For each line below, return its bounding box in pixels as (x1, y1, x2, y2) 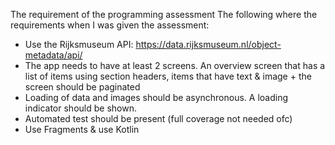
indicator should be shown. (24, 102, 137, 114)
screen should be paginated (24, 81, 141, 93)
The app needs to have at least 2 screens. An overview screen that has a (24, 60, 326, 71)
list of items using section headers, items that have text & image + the (24, 70, 312, 82)
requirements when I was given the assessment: (10, 19, 210, 31)
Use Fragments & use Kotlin (24, 124, 140, 135)
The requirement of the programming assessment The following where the (10, 9, 318, 20)
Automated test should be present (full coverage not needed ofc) (24, 113, 293, 124)
